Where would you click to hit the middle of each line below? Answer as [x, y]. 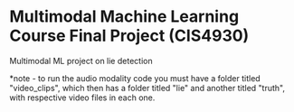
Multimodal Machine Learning [124, 17]
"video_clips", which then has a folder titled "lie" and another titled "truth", [147, 88]
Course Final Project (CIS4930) [129, 36]
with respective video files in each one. [82, 98]
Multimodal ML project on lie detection [81, 61]
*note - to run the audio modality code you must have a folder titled [135, 78]
